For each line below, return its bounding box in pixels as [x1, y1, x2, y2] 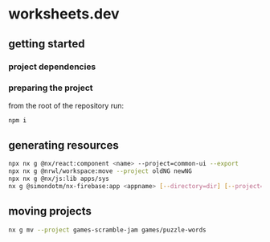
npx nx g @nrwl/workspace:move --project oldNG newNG [8, 167, 193, 175]
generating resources [8, 138, 119, 153]
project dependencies [8, 61, 96, 72]
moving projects [8, 204, 92, 218]
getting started [8, 37, 85, 51]
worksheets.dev [8, 5, 120, 23]
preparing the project [8, 82, 94, 93]
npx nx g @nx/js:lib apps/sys [8, 174, 110, 183]
